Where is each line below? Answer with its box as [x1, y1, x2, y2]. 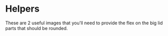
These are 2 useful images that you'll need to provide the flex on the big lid [5, 20, 163, 26]
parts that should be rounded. [5, 25, 68, 31]
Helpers [5, 3, 40, 15]
